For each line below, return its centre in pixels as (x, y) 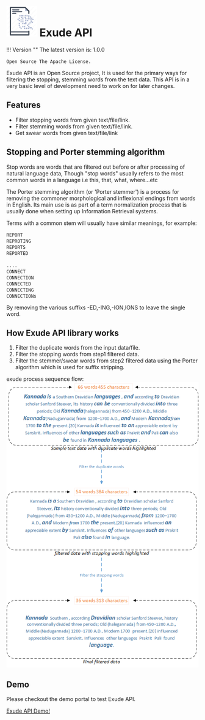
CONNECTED (19, 284)
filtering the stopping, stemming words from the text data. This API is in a (98, 79)
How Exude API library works (63, 333)
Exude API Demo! (28, 711)
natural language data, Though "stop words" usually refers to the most (95, 173)
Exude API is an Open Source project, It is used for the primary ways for (97, 73)
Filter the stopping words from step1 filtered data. (77, 354)
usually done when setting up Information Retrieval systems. (82, 211)
